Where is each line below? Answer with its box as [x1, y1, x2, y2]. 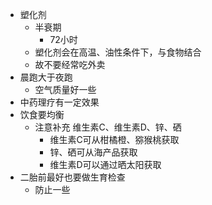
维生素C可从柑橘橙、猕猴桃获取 [49, 134, 180, 145]
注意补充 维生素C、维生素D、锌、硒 [34, 121, 182, 133]
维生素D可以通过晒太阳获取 [49, 159, 162, 170]
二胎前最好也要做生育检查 [19, 171, 126, 183]
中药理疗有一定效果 [19, 96, 100, 108]
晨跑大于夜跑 [19, 71, 73, 83]
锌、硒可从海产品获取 [49, 146, 138, 158]
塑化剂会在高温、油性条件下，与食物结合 [34, 46, 202, 58]
